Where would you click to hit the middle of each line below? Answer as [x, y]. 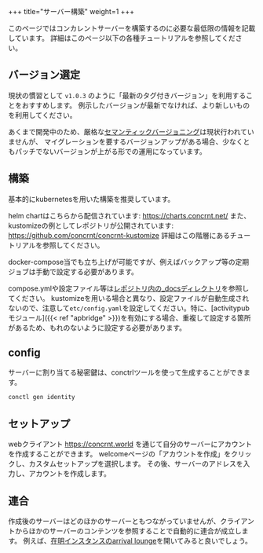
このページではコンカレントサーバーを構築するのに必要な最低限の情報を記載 [132, 28]
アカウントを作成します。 [70, 474]
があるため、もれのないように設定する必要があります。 [97, 328]
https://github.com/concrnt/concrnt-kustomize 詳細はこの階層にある [119, 235]
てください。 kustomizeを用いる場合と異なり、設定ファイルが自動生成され [129, 298]
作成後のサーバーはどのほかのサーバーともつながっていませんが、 [114, 521]
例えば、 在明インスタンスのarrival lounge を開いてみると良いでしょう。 [138, 540]
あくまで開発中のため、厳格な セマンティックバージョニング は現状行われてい [131, 131]
